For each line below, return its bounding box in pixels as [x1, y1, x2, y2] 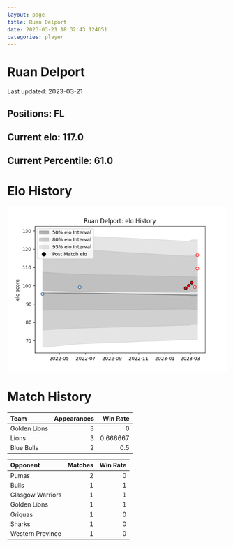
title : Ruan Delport [7, 18, 68, 26]
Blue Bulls [10, 444, 39, 452]
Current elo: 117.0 [7, 131, 84, 143]
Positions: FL [7, 107, 65, 119]
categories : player [7, 33, 64, 40]
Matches [67, 461, 94, 470]
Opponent [10, 461, 40, 470]
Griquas [10, 510, 33, 518]
